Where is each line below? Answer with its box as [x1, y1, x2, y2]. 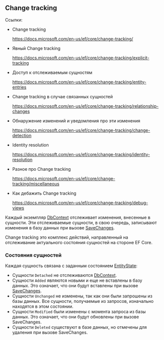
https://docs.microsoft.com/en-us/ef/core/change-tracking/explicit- [12, 55, 150, 61]
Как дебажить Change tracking [12, 190, 77, 196]
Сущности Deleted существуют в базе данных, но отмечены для [12, 324, 147, 330]
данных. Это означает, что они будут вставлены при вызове [12, 283, 139, 289]
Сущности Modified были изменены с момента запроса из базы [12, 309, 146, 315]
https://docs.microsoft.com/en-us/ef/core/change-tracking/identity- [12, 151, 150, 157]
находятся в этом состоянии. [12, 303, 73, 310]
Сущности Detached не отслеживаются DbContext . [12, 272, 117, 278]
